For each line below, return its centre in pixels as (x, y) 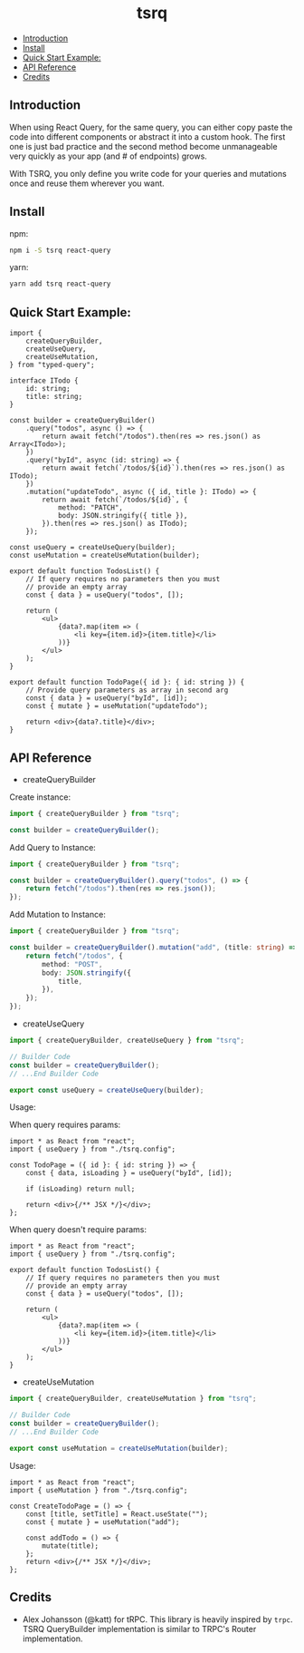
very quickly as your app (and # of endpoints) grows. (109, 156)
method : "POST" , (72, 964)
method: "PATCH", (90, 508)
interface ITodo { (44, 381)
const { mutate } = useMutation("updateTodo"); (117, 706)
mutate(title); (71, 1546)
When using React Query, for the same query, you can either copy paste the (151, 127)
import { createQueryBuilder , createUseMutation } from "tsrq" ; (133, 1399)
